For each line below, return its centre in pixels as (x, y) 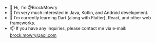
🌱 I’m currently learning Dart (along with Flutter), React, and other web (80, 18)
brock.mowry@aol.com (33, 35)
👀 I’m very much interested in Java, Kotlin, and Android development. (79, 13)
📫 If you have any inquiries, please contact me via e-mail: (68, 28)
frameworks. (22, 23)
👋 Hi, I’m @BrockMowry (33, 7)
